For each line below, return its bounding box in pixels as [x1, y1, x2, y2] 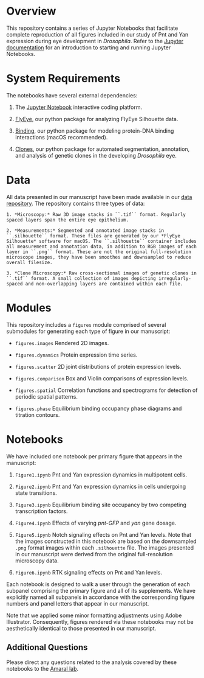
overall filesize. [6, 259, 53, 265]
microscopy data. [15, 557, 59, 564]
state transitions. [15, 489, 58, 497]
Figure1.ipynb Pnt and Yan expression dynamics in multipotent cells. [15, 470, 187, 478]
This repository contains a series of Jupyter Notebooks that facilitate [6, 24, 178, 32]
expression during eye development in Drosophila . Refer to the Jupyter [6, 37, 184, 44]
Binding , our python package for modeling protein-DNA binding [15, 127, 174, 135]
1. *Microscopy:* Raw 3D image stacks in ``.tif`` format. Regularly [6, 211, 186, 217]
